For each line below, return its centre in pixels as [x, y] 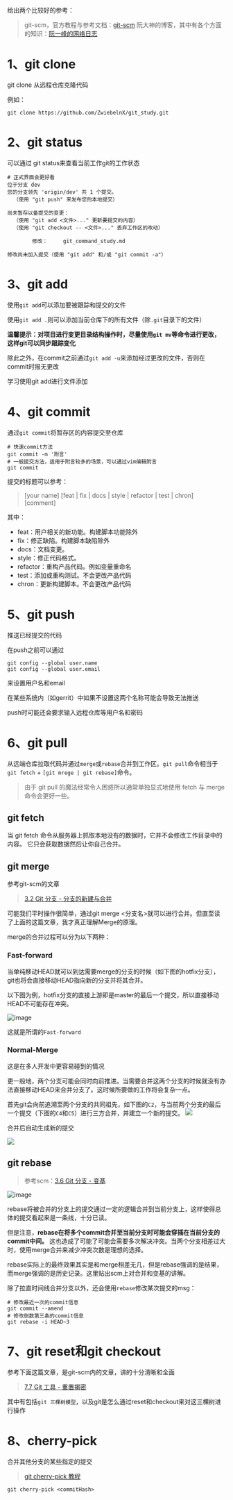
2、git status [45, 143]
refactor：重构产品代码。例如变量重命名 [74, 566]
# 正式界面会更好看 [31, 177]
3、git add [37, 284]
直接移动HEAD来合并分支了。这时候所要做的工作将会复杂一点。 [103, 1090]
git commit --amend [35, 1308]
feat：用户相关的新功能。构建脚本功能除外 [78, 532]
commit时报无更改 [33, 366]
